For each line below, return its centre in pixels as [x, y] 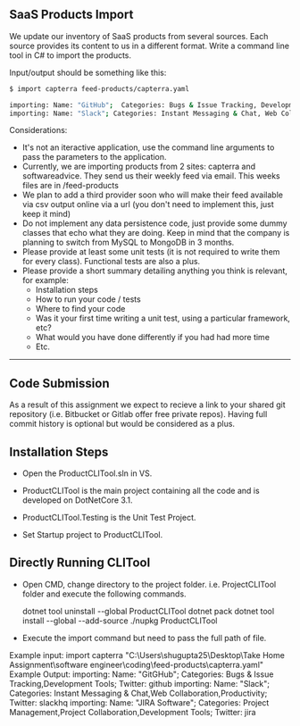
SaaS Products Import [71, 15]
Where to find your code [80, 309]
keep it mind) [46, 214]
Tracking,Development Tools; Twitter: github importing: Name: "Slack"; [140, 683]
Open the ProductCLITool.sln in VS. [87, 473]
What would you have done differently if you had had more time [153, 338]
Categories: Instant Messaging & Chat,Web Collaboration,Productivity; [138, 693]
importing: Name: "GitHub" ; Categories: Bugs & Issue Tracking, [133, 105]
